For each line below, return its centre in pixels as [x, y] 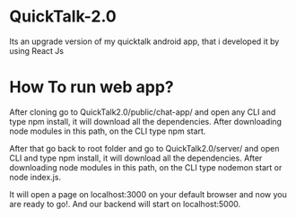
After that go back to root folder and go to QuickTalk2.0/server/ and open [144, 148]
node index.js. [35, 177]
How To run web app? [91, 87]
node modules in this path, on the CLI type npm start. [108, 131]
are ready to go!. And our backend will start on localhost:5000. [125, 204]
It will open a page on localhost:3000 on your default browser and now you [148, 194]
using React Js [37, 50]
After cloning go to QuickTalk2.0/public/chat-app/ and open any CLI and [143, 112]
